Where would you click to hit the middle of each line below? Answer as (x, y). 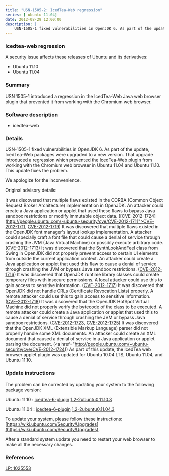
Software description (32, 115)
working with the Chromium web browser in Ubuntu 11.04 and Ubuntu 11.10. (83, 165)
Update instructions (30, 373)
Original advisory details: (31, 190)
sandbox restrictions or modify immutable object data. (61, 216)
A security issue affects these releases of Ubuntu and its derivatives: (76, 57)
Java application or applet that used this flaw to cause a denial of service (81, 264)
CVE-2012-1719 (43, 227)
